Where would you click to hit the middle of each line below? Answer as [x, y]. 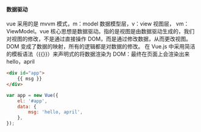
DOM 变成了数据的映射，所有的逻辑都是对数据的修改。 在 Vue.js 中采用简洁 [101, 47]
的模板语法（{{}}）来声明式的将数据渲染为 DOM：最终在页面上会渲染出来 [98, 54]
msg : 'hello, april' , [56, 112]
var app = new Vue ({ [33, 95]
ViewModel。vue [28, 31]
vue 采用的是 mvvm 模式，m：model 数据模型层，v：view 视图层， [90, 24]
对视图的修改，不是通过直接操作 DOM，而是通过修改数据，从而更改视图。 [99, 39]
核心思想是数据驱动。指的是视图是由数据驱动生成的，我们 [122, 31]
